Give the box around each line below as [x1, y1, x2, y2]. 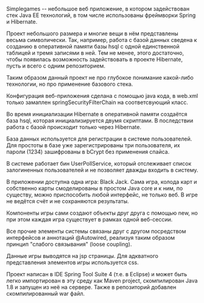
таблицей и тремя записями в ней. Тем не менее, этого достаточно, [6, 49, 185, 57]
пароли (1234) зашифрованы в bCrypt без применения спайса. [6, 148, 170, 155]
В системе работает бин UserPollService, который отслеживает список [6, 160, 192, 167]
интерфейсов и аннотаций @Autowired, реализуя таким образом [6, 234, 175, 241]
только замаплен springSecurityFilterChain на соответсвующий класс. [6, 99, 189, 106]
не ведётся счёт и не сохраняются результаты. [6, 198, 129, 204]
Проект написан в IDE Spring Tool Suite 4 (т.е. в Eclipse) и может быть [6, 271, 188, 277]
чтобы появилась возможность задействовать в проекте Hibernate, [6, 56, 183, 63]
